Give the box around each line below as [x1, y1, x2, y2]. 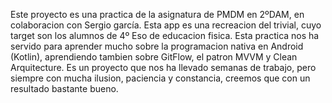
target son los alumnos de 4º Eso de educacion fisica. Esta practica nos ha [10, 30, 320, 41]
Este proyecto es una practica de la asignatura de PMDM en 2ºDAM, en [10, 9, 305, 20]
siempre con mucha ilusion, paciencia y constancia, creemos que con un [10, 72, 311, 84]
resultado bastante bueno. [10, 83, 119, 94]
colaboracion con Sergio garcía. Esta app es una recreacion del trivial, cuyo [10, 19, 322, 31]
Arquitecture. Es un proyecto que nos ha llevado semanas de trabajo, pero [10, 62, 317, 73]
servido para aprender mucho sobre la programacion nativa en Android [10, 40, 304, 52]
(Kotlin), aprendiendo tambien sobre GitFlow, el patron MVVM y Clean [10, 51, 298, 63]
